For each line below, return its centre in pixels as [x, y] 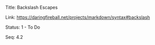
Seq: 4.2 [14, 37]
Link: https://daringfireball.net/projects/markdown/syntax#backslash [78, 17]
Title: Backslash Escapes [31, 7]
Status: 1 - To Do [23, 27]
